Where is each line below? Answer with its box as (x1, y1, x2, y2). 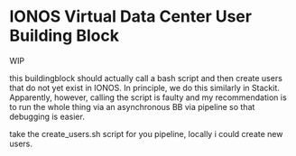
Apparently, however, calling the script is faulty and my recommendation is (9, 92, 287, 103)
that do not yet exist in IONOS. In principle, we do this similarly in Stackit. (9, 82, 280, 93)
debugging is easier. (9, 111, 86, 122)
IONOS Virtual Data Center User (9, 6, 253, 27)
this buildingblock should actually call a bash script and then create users (9, 72, 282, 83)
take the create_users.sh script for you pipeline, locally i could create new (9, 128, 283, 139)
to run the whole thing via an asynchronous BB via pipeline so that (9, 101, 255, 112)
